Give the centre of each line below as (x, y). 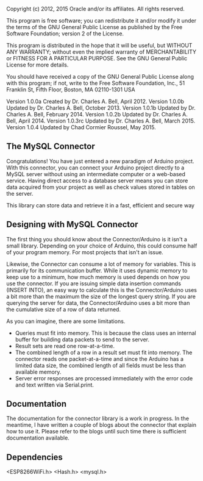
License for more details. (37, 65)
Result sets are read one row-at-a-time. (65, 346)
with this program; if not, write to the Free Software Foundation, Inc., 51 (95, 83)
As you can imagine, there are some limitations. (66, 321)
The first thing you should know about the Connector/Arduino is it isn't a (97, 239)
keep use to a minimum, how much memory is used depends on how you (98, 277)
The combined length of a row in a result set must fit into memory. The (104, 352)
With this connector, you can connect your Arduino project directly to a (95, 168)
